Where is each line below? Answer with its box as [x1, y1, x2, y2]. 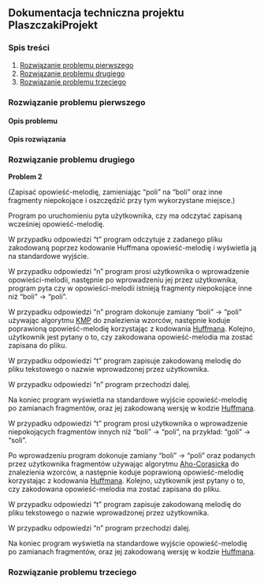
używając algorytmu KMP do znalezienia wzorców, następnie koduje [8, 316, 231, 325]
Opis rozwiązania [8, 134, 66, 144]
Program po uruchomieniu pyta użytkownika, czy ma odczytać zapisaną [8, 211, 243, 220]
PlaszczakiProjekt [8, 19, 99, 32]
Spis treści [8, 43, 50, 54]
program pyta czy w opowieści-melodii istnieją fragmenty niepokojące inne [8, 283, 252, 293]
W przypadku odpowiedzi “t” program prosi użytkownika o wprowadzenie [8, 418, 248, 429]
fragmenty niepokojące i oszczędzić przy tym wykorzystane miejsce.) [8, 196, 236, 205]
